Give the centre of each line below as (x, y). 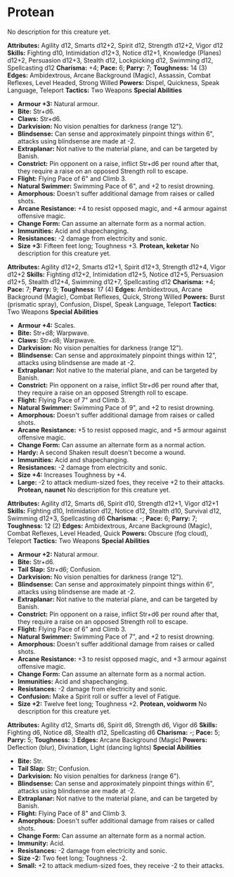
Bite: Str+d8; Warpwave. (53, 333)
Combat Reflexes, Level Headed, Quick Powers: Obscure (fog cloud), (108, 533)
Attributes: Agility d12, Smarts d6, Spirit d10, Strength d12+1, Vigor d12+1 (113, 503)
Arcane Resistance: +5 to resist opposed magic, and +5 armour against (122, 430)
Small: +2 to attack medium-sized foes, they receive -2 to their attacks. (121, 865)
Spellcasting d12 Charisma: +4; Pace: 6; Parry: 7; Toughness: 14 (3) (107, 68)
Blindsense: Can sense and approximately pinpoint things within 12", (117, 355)
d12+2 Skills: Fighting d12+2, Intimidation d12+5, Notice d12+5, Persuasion (115, 274)
